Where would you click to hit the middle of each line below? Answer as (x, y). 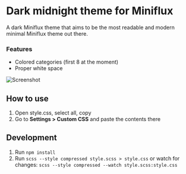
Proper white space (39, 68)
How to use (27, 98)
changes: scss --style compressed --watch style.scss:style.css (96, 164)
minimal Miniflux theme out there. (47, 33)
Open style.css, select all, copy (53, 113)
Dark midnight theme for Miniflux (90, 11)
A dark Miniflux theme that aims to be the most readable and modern (91, 27)
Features (19, 49)
